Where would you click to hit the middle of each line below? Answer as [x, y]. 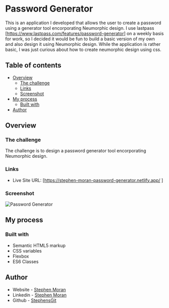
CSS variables [27, 251]
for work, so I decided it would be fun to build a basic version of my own [80, 39]
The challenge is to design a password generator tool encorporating [76, 151]
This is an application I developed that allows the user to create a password [83, 23]
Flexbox [21, 256]
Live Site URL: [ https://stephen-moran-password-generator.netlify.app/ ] [88, 180]
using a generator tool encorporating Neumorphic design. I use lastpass [80, 28]
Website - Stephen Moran [39, 289]
